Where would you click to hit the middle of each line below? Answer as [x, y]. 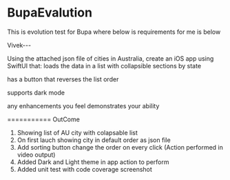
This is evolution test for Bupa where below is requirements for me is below [114, 32]
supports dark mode [36, 92]
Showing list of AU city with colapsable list [77, 132]
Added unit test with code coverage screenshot [85, 169]
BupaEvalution [50, 13]
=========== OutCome [44, 119]
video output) [36, 154]
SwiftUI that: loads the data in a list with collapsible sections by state [104, 66]
